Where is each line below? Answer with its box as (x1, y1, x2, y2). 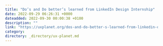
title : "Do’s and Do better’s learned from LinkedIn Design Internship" (5, 7, 155, 12)
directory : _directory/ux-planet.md (5, 34, 79, 39)
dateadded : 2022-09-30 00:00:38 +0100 (5, 16, 83, 21)
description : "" (5, 20, 38, 25)
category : (5, 29, 25, 34)
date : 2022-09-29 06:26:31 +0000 (5, 11, 73, 16)
